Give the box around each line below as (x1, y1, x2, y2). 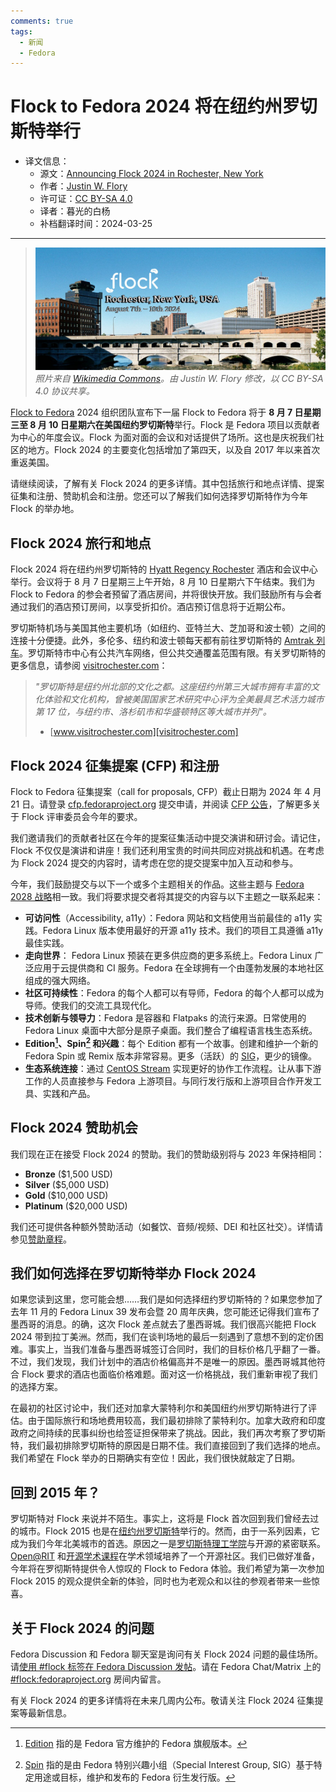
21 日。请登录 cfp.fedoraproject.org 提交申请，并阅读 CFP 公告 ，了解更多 (10, 798, 313, 810)
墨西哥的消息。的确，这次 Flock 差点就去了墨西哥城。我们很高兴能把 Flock (10, 1318, 317, 1330)
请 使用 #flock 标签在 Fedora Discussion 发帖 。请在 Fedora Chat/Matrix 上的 (10, 1661, 322, 1672)
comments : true (10, 16, 74, 26)
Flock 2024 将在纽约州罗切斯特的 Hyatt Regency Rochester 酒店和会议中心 (10, 563, 318, 575)
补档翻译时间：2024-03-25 (39, 218, 153, 230)
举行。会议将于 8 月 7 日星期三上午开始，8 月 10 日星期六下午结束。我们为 (10, 576, 316, 588)
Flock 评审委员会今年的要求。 (21, 811, 143, 823)
